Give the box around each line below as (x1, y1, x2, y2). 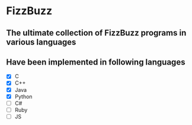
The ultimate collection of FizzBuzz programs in (6, 28, 187, 38)
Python (14, 93, 33, 100)
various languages (6, 37, 76, 47)
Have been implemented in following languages (6, 57, 185, 67)
